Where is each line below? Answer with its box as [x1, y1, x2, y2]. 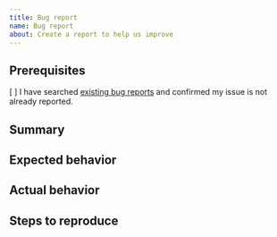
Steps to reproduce [9, 213, 119, 228]
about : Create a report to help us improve [9, 30, 174, 38]
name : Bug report [9, 21, 74, 30]
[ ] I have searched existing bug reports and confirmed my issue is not [9, 87, 268, 97]
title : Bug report [9, 13, 78, 22]
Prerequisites [9, 63, 86, 78]
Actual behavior [9, 182, 100, 198]
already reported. [9, 96, 73, 107]
